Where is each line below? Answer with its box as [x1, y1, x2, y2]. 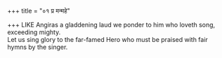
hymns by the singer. [7, 43, 68, 51]
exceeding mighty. [7, 28, 61, 36]
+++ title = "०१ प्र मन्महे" [7, 7, 70, 15]
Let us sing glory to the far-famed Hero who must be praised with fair [7, 36, 209, 43]
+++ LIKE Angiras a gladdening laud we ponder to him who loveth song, [7, 21, 216, 29]
